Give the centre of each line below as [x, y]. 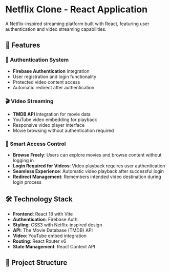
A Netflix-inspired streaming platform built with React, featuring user [77, 24]
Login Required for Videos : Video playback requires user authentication [89, 166]
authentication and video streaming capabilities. [56, 29]
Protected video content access [46, 82]
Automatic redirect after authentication [54, 87]
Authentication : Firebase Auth [45, 220]
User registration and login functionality [55, 76]
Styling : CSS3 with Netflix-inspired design [57, 225]
